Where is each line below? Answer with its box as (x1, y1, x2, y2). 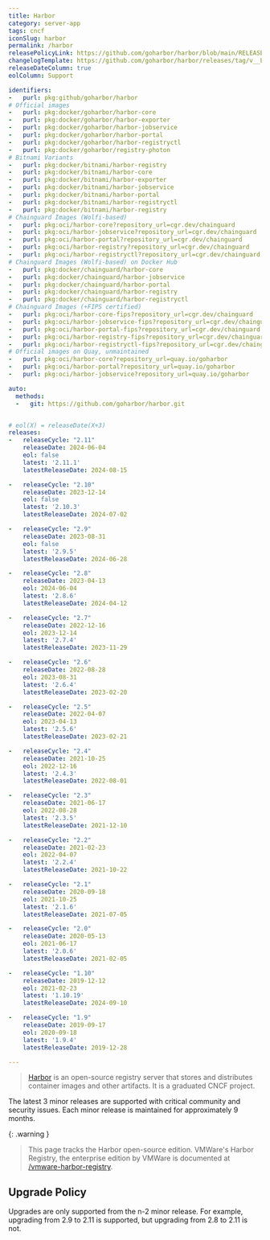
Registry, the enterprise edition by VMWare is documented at (27, 1153, 231, 1163)
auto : (8, 384, 27, 392)
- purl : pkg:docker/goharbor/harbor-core (8, 109, 157, 117)
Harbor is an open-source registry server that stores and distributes (27, 1073, 253, 1082)
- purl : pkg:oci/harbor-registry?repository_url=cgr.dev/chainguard (8, 243, 250, 252)
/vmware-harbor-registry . (27, 1162, 113, 1172)
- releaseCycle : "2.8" (8, 569, 92, 577)
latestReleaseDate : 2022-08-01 (22, 777, 128, 785)
